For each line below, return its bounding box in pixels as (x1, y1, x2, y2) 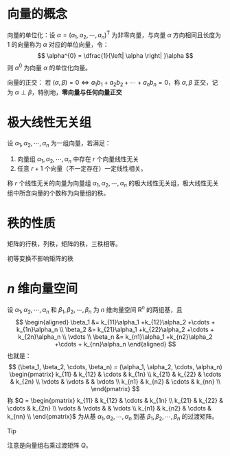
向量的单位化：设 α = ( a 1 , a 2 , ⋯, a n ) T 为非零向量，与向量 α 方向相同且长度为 (7, 29, 222, 41)
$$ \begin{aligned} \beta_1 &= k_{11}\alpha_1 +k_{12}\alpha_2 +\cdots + (15, 318, 216, 326)
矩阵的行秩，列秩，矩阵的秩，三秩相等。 (7, 240, 122, 248)
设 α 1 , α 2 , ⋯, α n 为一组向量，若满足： (7, 138, 111, 149)
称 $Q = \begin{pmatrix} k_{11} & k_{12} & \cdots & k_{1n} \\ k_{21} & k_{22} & (7, 396, 223, 404)
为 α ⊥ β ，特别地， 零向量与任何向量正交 (7, 87, 122, 96)
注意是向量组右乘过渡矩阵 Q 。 (7, 442, 92, 450)
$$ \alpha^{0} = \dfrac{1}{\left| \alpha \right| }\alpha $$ (37, 52, 194, 60)
